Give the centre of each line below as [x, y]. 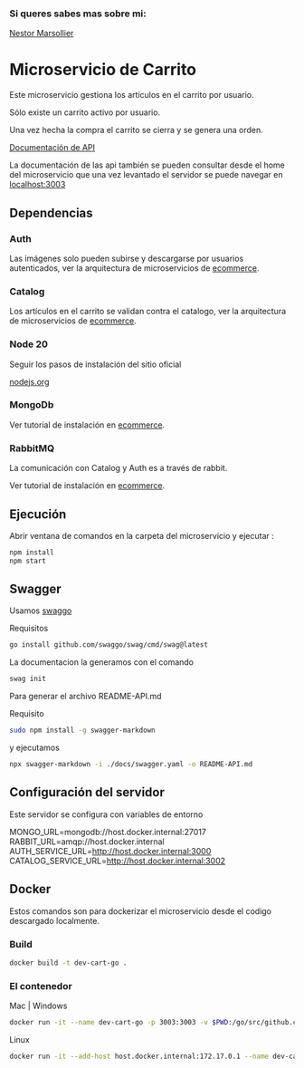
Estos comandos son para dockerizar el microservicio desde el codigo [140, 911]
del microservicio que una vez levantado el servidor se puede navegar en [146, 175]
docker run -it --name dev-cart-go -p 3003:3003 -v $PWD [119, 1023]
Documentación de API [52, 148]
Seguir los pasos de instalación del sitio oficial [95, 364]
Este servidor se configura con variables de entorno [106, 814]
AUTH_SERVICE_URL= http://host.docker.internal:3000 [110, 851]
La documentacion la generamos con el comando [102, 662]
